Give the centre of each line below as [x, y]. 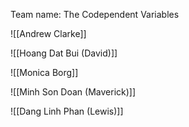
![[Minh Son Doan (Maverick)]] [73, 92]
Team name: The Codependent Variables [95, 14]
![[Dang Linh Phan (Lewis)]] [67, 111]
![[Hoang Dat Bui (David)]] [64, 53]
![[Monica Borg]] [44, 72]
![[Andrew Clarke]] [48, 33]
